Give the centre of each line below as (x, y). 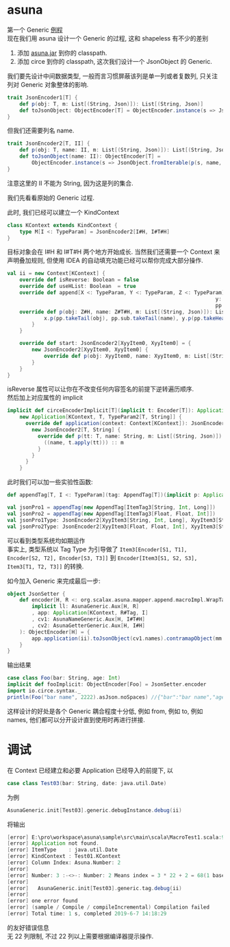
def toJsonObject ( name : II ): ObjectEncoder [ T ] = (90, 156)
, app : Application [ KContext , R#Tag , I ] (90, 613)
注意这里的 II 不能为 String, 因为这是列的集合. (70, 183)
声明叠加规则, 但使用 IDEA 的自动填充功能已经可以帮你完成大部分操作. (105, 261)
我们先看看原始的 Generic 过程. (51, 197)
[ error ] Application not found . (53, 843)
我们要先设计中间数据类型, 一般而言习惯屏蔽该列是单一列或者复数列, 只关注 (112, 76)
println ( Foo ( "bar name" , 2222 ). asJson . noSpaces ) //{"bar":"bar (99, 697)
